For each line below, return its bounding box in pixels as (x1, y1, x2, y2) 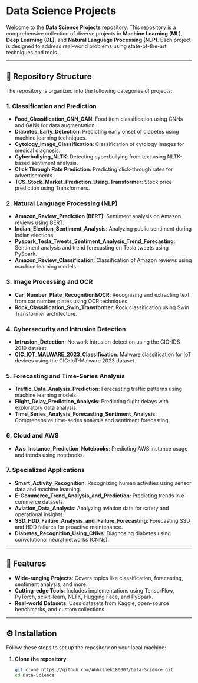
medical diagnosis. (14, 147, 61, 154)
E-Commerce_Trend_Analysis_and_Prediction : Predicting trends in (14, 492, 180, 499)
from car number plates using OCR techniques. (14, 297, 130, 305)
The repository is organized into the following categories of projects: (6, 87, 173, 94)
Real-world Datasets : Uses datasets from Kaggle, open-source (14, 599, 169, 607)
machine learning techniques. (14, 134, 87, 141)
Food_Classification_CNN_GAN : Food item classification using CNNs (14, 115, 183, 122)
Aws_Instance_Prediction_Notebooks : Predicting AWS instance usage (14, 445, 188, 452)
